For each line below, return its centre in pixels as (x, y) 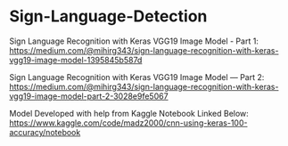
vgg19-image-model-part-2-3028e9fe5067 (89, 96)
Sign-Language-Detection (108, 16)
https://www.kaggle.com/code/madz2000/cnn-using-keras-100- (128, 123)
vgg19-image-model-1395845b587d (76, 60)
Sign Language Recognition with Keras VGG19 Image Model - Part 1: (134, 41)
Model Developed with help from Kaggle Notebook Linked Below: (129, 113)
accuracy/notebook (45, 132)
